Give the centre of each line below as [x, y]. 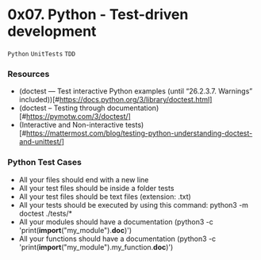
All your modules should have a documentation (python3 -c [116, 222]
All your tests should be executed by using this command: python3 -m [134, 205]
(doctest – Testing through [62, 108]
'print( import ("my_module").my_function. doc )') [96, 247]
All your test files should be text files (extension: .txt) [105, 197]
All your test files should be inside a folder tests [96, 188]
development [52, 31]
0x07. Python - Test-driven [98, 15]
